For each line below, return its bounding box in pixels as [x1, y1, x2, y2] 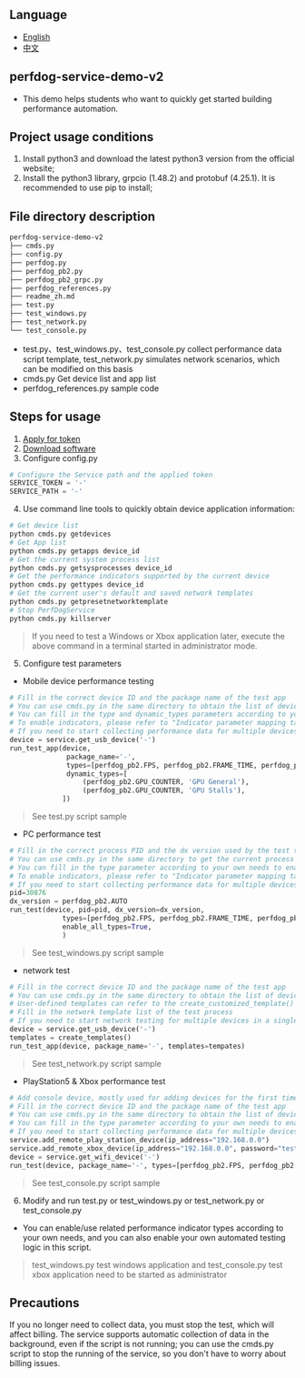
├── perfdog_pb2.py [9, 267, 84, 276]
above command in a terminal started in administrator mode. [31, 640, 258, 651]
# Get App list [9, 538, 67, 547]
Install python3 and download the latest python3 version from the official [22, 154, 295, 165]
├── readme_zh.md [9, 292, 75, 301]
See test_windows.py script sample [31, 947, 164, 958]
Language [9, 7, 68, 23]
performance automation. [22, 103, 118, 114]
